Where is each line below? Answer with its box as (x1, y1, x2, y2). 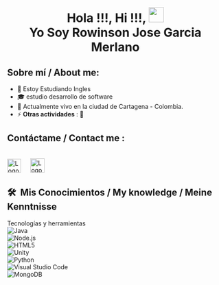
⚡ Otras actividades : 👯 (16, 110, 84, 118)
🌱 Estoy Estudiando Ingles (16, 85, 91, 92)
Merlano (91, 40, 140, 55)
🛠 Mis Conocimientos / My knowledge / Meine (7, 187, 213, 199)
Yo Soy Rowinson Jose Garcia (29, 25, 202, 40)
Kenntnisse (7, 201, 57, 212)
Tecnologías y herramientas (7, 219, 86, 227)
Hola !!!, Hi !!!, (67, 10, 146, 26)
